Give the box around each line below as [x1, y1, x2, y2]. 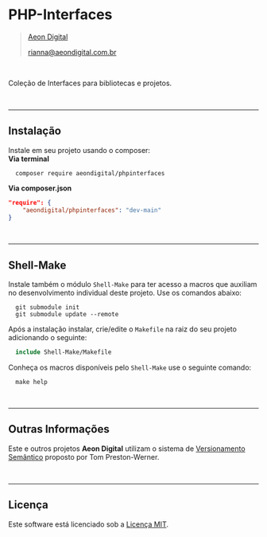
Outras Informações [8, 422, 110, 436]
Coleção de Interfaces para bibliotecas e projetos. [8, 78, 172, 88]
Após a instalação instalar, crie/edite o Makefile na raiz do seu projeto [8, 324, 237, 334]
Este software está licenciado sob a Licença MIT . [8, 519, 169, 529]
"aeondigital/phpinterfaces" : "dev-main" [22, 206, 161, 214]
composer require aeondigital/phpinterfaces [15, 169, 165, 177]
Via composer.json [8, 183, 72, 193]
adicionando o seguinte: [8, 333, 87, 343]
